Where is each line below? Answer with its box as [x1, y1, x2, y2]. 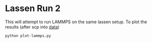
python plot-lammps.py [5, 33, 51, 38]
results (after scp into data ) [5, 24, 60, 29]
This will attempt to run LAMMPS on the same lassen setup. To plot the [5, 19, 147, 25]
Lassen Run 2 [5, 3, 61, 14]
